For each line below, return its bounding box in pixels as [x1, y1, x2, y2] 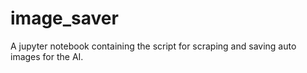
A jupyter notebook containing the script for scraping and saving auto [10, 40, 297, 52]
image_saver [10, 7, 119, 30]
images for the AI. [10, 50, 84, 62]
